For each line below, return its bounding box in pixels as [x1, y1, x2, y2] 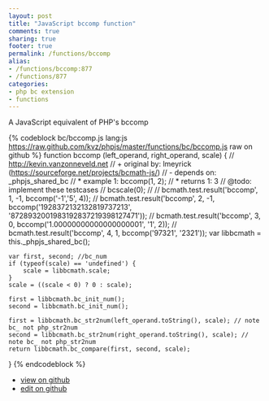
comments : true [8, 27, 60, 35]
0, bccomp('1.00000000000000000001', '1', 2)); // [8, 220, 177, 229]
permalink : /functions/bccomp [8, 50, 111, 58]
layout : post [8, 11, 53, 20]
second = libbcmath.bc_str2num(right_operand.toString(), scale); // [8, 331, 249, 339]
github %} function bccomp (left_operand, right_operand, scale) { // [8, 150, 235, 160]
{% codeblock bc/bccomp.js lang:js [8, 133, 128, 143]
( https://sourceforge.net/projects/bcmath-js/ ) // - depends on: [8, 168, 217, 177]
